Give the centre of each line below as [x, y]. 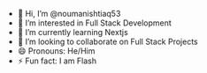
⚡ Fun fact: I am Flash [57, 61]
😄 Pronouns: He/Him [56, 51]
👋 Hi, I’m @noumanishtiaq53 [69, 14]
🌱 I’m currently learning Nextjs [73, 32]
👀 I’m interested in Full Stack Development [95, 23]
